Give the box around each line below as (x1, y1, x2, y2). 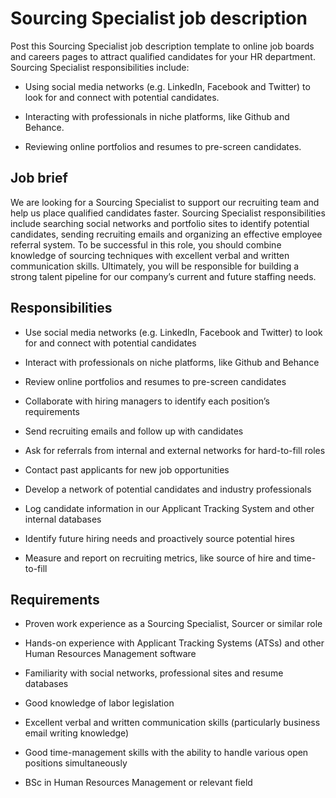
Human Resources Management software (24, 648, 197, 660)
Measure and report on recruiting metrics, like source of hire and (24, 552, 292, 564)
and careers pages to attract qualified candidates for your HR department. (10, 50, 316, 62)
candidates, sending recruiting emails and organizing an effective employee (10, 228, 323, 240)
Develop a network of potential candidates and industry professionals (24, 483, 312, 495)
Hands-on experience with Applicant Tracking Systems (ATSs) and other (24, 637, 325, 649)
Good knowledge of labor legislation (24, 697, 175, 709)
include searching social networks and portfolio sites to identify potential (10, 217, 310, 229)
